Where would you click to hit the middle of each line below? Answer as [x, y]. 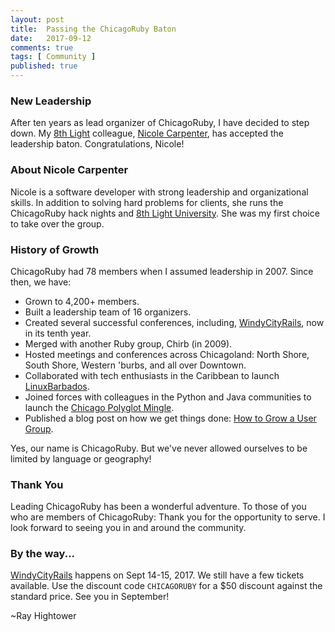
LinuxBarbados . [57, 386]
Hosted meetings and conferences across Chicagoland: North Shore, [167, 354]
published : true [44, 66]
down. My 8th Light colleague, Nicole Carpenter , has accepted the [147, 133]
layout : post [37, 19]
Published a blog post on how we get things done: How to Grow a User [170, 418]
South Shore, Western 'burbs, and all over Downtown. [135, 365]
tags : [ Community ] [53, 57]
